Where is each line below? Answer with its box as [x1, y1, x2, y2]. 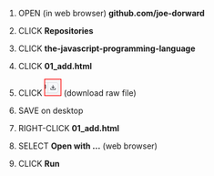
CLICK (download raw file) [17, 88, 137, 98]
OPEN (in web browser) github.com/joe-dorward [17, 8, 205, 18]
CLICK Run [17, 159, 60, 169]
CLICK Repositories [17, 26, 94, 36]
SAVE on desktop [17, 105, 84, 116]
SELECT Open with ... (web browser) [17, 140, 158, 151]
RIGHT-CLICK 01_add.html [17, 123, 120, 133]
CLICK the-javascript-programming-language [17, 43, 196, 54]
